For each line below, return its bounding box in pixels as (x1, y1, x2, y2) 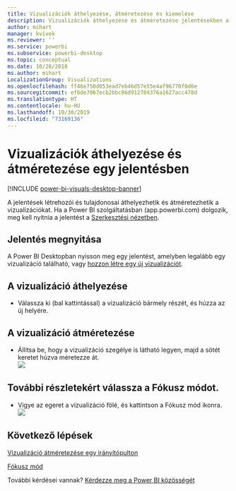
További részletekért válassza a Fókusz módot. (7, 382, 219, 394)
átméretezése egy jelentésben (7, 160, 189, 177)
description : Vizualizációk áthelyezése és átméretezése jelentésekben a (7, 17, 230, 24)
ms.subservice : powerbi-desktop (7, 50, 102, 57)
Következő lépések (7, 430, 93, 442)
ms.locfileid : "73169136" (7, 115, 83, 122)
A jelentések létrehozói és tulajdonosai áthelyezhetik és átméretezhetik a (7, 198, 219, 206)
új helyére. (17, 307, 49, 315)
